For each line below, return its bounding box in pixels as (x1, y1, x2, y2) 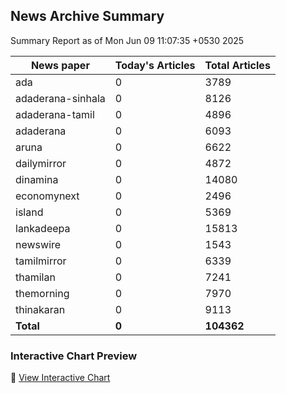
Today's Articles (114, 58, 196, 72)
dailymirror (15, 156, 67, 170)
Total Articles (204, 58, 271, 72)
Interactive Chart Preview (10, 349, 138, 363)
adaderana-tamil (15, 107, 95, 121)
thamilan (15, 270, 56, 284)
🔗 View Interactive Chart (10, 372, 111, 384)
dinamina (15, 172, 59, 186)
